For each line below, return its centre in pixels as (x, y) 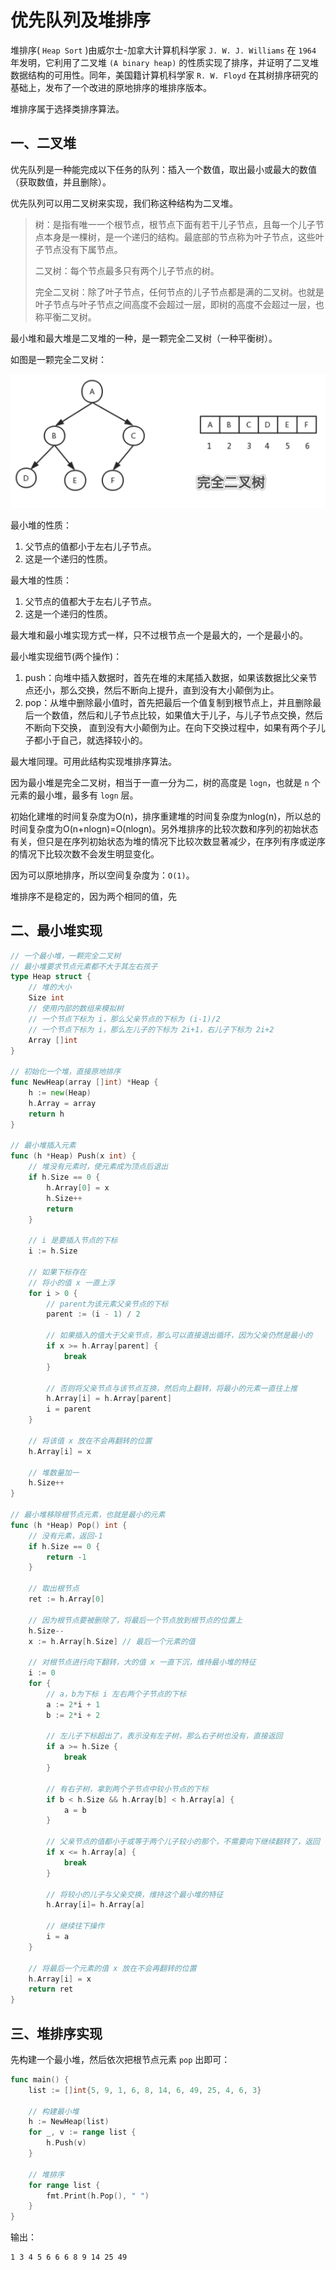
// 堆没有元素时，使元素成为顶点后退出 (98, 1167)
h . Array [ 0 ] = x (78, 1187)
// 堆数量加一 (54, 1472)
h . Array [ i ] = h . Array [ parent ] (109, 1399)
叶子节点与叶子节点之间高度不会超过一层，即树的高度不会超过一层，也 (179, 304)
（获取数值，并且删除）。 (61, 182)
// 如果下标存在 (57, 1272)
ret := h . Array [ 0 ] (66, 1599)
